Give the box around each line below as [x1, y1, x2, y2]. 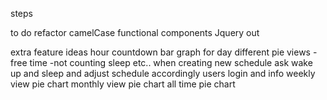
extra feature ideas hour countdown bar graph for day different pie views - [10, 46, 318, 58]
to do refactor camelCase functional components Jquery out [10, 27, 260, 38]
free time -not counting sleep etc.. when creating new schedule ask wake [10, 57, 313, 68]
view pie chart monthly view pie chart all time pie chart [10, 78, 236, 90]
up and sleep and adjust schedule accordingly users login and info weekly [10, 68, 316, 79]
